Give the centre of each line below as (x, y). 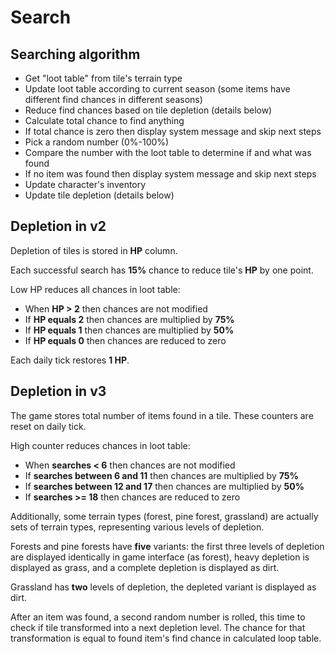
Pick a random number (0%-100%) (97, 142)
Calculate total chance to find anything (104, 120)
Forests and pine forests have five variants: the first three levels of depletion (167, 546)
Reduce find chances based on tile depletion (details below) (148, 110)
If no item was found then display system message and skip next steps (170, 174)
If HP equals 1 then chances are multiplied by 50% (129, 330)
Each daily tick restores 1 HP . (70, 360)
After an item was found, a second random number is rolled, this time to (158, 617)
